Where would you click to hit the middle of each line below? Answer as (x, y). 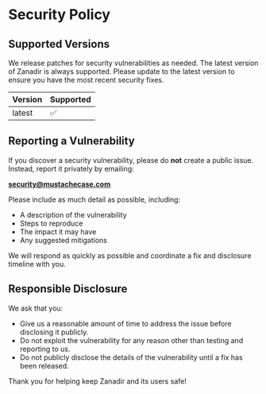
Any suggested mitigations (63, 240)
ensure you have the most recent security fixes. (86, 80)
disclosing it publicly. (54, 332)
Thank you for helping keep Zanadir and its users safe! (97, 381)
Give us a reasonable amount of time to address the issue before (125, 323)
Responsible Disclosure (68, 289)
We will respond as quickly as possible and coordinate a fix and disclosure (130, 255)
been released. (44, 365)
